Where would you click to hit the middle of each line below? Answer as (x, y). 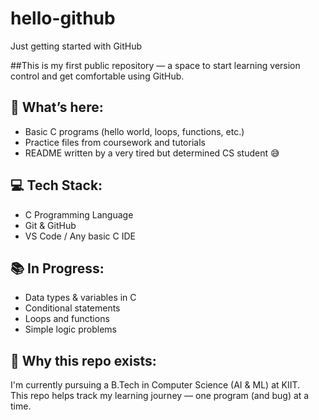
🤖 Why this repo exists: (83, 360)
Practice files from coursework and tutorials (115, 142)
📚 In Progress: (57, 268)
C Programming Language (79, 214)
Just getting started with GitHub (76, 46)
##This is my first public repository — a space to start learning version (155, 65)
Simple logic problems (70, 329)
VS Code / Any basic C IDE (80, 236)
